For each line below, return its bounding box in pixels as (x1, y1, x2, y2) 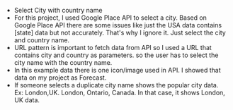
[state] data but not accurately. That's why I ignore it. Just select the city (13, 28, 227, 37)
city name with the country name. (13, 59, 113, 66)
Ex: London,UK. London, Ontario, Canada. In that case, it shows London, (13, 88, 225, 97)
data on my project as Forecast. (13, 73, 107, 82)
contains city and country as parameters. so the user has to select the (13, 51, 219, 59)
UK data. (13, 96, 40, 104)
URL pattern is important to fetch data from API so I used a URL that (13, 44, 212, 51)
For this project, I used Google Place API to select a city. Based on (13, 13, 208, 22)
